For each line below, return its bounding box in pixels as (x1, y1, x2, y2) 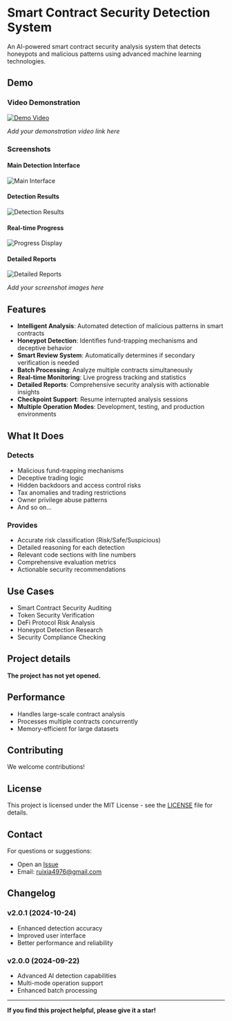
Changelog (7, 888, 56, 899)
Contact (7, 828, 43, 840)
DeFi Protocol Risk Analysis (17, 618, 95, 627)
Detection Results (7, 192, 60, 201)
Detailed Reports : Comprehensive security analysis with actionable (17, 381, 209, 389)
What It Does (7, 430, 64, 441)
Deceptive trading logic (17, 473, 84, 481)
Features (7, 303, 46, 315)
